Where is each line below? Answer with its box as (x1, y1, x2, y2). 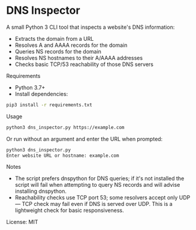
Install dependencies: (14, 90, 68, 97)
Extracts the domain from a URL (14, 35, 94, 42)
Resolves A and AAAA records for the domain (14, 41, 128, 49)
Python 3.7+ (14, 83, 46, 91)
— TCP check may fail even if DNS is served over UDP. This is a (14, 201, 173, 208)
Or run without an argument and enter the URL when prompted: (6, 135, 163, 142)
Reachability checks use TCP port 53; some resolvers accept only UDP (14, 194, 191, 201)
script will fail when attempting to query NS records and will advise (14, 181, 180, 189)
